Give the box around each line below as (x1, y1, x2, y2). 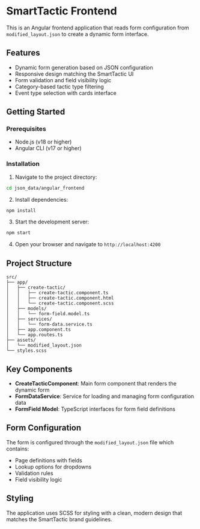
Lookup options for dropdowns (14, 463, 92, 470)
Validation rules (14, 470, 53, 477)
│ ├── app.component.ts (6, 327, 71, 333)
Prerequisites (6, 125, 46, 133)
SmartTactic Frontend (6, 4, 117, 18)
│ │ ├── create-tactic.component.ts (6, 290, 109, 296)
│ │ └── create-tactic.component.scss (6, 300, 114, 307)
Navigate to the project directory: (14, 173, 97, 181)
